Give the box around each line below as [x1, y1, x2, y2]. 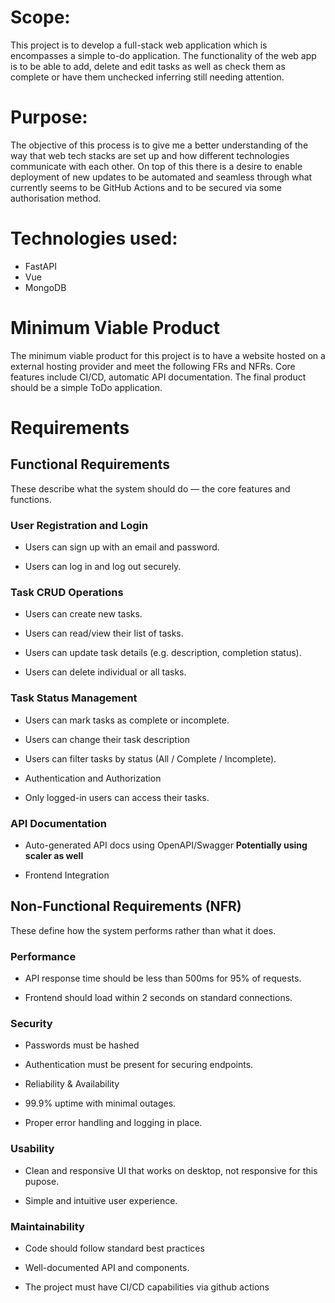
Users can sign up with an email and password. [24, 541, 220, 553]
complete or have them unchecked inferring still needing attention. [10, 71, 285, 83]
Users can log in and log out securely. [24, 561, 182, 573]
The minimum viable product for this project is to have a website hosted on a [10, 349, 326, 361]
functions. [10, 493, 52, 505]
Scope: [10, 6, 71, 29]
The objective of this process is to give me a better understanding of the [10, 139, 309, 151]
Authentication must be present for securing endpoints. [24, 1059, 254, 1071]
